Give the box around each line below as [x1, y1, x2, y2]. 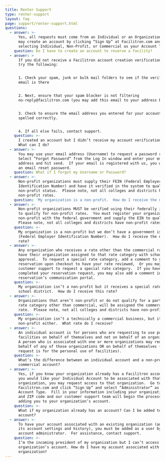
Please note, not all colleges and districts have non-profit [18, 220, 148, 225]
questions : [5, 26, 27, 31]
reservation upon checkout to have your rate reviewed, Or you [18, 262, 153, 266]
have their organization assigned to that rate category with [18, 252, 148, 258]
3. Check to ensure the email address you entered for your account [18, 111, 162, 116]
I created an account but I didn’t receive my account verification [18, 138, 162, 143]
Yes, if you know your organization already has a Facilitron [18, 371, 148, 376]
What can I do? [18, 142, 50, 148]
